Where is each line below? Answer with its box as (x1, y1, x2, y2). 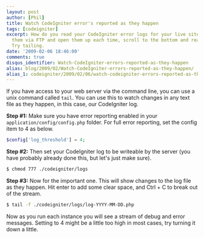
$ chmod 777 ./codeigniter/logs (6, 166, 88, 172)
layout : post (6, 8, 39, 15)
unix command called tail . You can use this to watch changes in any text (6, 94, 190, 101)
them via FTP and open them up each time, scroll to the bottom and (12, 37, 189, 43)
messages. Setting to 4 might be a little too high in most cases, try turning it (6, 219, 195, 226)
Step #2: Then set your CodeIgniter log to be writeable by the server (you (6, 148, 191, 155)
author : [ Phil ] (6, 15, 45, 21)
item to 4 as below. (6, 125, 53, 132)
